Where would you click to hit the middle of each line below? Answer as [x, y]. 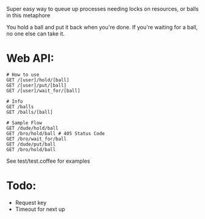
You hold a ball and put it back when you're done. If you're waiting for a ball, [102, 27]
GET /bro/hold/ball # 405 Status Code [56, 133]
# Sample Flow [24, 123]
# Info [15, 101]
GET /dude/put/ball [31, 144]
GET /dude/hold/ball [33, 128]
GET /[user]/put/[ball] [37, 85]
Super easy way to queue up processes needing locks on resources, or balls [103, 9]
